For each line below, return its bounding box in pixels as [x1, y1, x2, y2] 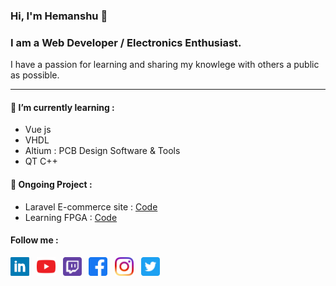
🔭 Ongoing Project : [10, 179, 93, 191]
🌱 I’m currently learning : [10, 101, 115, 113]
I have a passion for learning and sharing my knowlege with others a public [10, 59, 320, 71]
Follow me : [10, 234, 59, 246]
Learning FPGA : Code [24, 211, 118, 223]
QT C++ [24, 155, 58, 168]
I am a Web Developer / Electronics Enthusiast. [10, 35, 242, 49]
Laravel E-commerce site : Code [24, 200, 158, 213]
